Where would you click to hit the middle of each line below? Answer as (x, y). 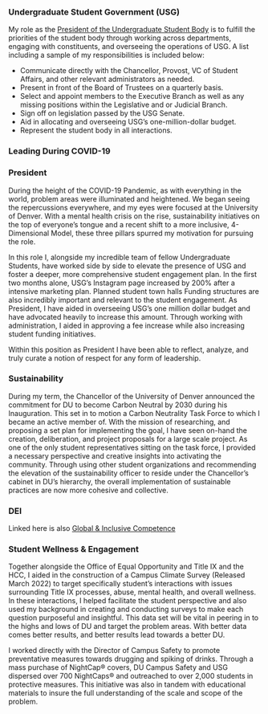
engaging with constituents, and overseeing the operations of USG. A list (128, 47)
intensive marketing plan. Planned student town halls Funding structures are (134, 291)
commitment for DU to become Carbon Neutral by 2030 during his (118, 405)
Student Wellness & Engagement (73, 549)
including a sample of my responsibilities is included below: (106, 55)
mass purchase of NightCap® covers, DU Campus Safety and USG (118, 667)
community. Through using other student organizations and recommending (132, 464)
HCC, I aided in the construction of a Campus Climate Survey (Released (127, 575)
